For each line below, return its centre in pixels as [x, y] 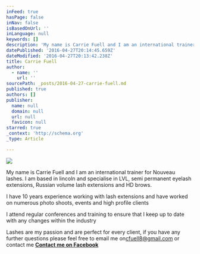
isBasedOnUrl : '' [28, 28]
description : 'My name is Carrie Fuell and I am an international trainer [101, 45]
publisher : [20, 100]
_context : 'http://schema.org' [45, 134]
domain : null [28, 111]
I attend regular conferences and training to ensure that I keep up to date [95, 214]
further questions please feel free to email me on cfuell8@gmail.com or [93, 238]
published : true [26, 89]
